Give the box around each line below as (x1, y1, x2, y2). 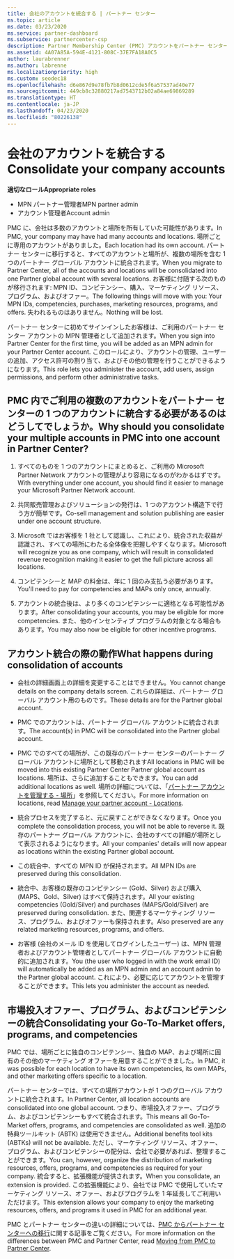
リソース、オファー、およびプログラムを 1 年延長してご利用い (45, 1189, 221, 1198)
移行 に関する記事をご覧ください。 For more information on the (37, 1229, 216, 1237)
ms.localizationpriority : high (7, 68, 98, 75)
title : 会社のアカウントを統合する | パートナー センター (7, 10, 156, 17)
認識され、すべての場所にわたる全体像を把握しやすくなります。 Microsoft (17, 540, 227, 549)
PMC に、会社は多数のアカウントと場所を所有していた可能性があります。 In (7, 224, 223, 232)
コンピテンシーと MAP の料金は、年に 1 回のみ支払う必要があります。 (17, 577, 217, 586)
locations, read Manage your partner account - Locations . (17, 799, 184, 808)
